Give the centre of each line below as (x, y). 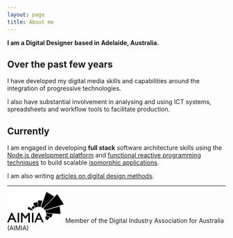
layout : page (26, 15)
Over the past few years (60, 64)
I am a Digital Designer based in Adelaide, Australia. (83, 42)
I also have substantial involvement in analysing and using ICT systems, (109, 102)
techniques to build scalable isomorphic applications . (83, 162)
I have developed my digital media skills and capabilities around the (103, 81)
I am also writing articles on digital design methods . (81, 176)
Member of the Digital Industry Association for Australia (144, 221)
